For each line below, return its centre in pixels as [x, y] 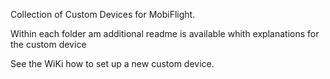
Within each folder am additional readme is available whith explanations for [165, 33]
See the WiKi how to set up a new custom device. [112, 63]
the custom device [48, 44]
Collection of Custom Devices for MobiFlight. [103, 14]
